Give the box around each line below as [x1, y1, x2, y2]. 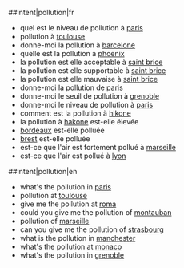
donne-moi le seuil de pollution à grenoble [19, 91, 160, 100]
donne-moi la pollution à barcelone [19, 40, 136, 50]
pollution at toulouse [19, 191, 88, 200]
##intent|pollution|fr [8, 8, 74, 17]
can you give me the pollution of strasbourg [19, 225, 164, 234]
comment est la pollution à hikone [19, 108, 132, 118]
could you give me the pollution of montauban [19, 208, 172, 217]
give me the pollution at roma [19, 199, 117, 209]
